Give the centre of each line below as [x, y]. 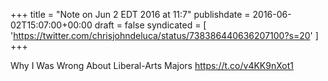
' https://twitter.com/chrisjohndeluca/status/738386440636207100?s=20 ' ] [164, 35]
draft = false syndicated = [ [150, 25]
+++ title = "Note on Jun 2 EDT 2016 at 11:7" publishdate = [130, 14]
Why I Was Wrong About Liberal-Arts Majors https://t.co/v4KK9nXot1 [152, 65]
